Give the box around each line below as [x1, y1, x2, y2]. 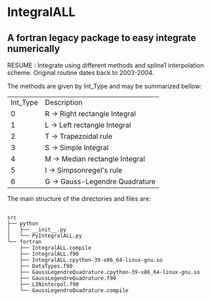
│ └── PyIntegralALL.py [7, 232, 82, 239]
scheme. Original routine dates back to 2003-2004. [7, 69, 155, 76]
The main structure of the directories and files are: [7, 195, 151, 202]
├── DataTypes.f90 [19, 263, 73, 270]
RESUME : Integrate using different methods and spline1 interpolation [7, 61, 205, 70]
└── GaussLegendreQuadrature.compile [19, 287, 129, 294]
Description [44, 98, 83, 107]
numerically [7, 42, 60, 54]
